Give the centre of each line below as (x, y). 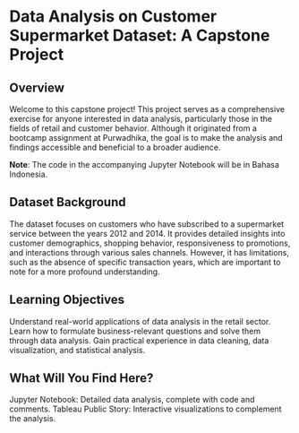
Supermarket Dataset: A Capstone (140, 35)
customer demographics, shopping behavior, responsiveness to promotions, (150, 243)
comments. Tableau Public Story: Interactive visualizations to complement (145, 409)
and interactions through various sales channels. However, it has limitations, (149, 252)
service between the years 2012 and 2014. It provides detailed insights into (147, 233)
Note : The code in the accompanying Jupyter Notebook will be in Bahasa (145, 165)
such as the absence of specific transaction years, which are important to (145, 262)
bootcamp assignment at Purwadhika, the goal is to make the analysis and (146, 138)
